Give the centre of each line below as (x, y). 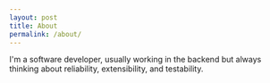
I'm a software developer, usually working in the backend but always (135, 60)
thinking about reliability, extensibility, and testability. (106, 69)
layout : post (34, 17)
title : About (34, 26)
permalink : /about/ (46, 34)
